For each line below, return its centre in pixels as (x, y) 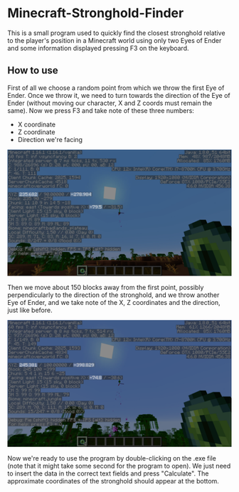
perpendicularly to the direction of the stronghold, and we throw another (113, 295)
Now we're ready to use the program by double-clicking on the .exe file (112, 458)
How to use (33, 70)
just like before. (30, 310)
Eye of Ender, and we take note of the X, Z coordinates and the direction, (114, 303)
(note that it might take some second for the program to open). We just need (119, 466)
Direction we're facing (50, 139)
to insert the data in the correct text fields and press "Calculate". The (108, 473)
